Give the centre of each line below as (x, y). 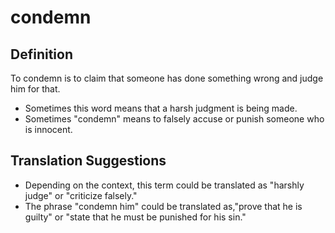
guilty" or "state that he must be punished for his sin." (135, 217)
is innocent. (48, 129)
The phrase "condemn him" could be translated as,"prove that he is (163, 206)
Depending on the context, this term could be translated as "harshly (164, 185)
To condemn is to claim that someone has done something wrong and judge (167, 78)
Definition (41, 54)
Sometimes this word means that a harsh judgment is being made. (161, 108)
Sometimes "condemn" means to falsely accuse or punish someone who (174, 119)
